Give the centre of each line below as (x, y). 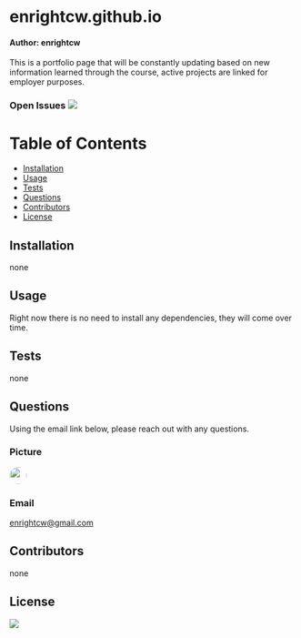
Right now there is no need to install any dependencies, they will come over (151, 318)
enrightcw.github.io (85, 17)
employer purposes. (47, 82)
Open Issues (38, 106)
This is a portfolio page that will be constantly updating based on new (140, 63)
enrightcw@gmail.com (51, 523)
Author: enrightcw (45, 42)
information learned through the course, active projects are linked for (139, 72)
